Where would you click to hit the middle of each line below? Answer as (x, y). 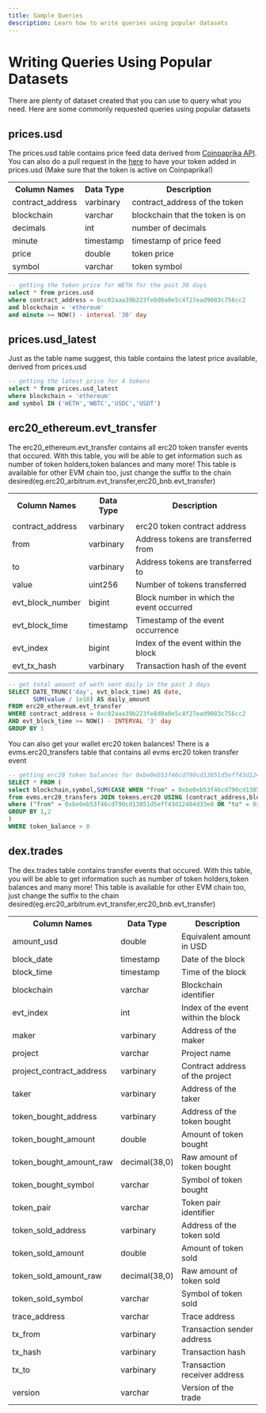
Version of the (207, 1388)
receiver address (213, 1374)
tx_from (27, 1334)
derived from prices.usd (47, 367)
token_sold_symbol (47, 1298)
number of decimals (169, 228)
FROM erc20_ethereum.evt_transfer (65, 706)
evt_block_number (47, 602)
